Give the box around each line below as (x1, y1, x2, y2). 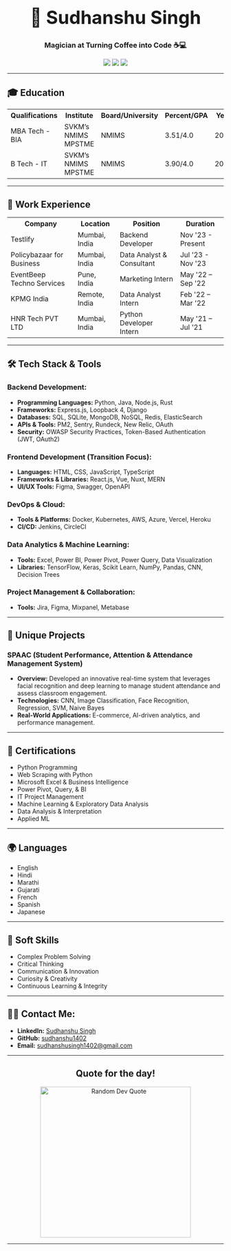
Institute (65, 111, 93, 121)
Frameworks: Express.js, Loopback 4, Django (16, 405, 148, 414)
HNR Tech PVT (10, 313, 59, 323)
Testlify (10, 234, 34, 244)
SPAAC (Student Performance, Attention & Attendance (7, 650, 193, 660)
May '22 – (179, 270, 212, 279)
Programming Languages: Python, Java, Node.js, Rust (16, 398, 173, 406)
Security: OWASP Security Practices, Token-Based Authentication (16, 427, 206, 435)
